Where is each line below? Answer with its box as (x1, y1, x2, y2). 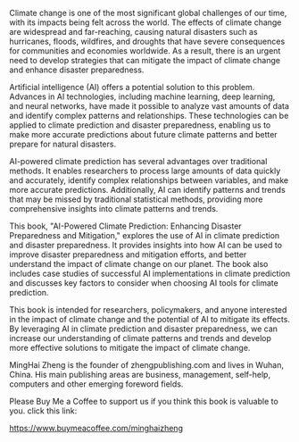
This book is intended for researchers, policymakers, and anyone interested (9, 304, 287, 315)
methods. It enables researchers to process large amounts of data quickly (9, 165, 281, 176)
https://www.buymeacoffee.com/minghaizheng (9, 423, 183, 433)
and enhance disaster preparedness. (9, 64, 145, 75)
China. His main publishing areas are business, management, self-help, (9, 370, 270, 379)
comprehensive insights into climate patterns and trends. (9, 204, 219, 213)
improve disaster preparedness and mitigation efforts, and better (9, 249, 247, 260)
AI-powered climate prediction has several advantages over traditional (9, 156, 268, 166)
